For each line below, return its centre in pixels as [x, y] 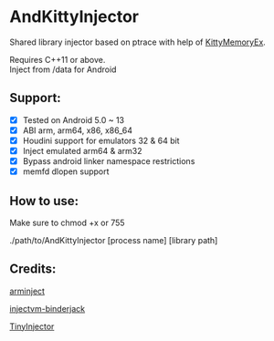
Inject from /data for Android [63, 69]
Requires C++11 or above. [58, 59]
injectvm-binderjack [47, 308]
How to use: [44, 201]
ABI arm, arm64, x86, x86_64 [78, 130]
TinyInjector [32, 326]
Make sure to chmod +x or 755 [67, 222]
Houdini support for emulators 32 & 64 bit [101, 140]
